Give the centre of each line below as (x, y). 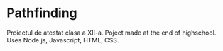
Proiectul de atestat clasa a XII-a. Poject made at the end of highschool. (111, 33)
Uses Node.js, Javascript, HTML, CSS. (63, 40)
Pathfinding (42, 13)
